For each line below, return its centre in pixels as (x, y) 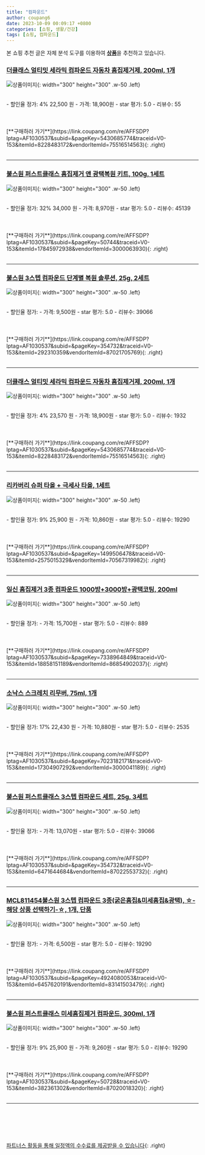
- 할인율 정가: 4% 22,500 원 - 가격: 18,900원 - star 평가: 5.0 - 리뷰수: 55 (94, 104)
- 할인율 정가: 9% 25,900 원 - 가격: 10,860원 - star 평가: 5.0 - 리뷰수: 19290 (98, 519)
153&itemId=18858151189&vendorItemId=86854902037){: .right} (87, 663)
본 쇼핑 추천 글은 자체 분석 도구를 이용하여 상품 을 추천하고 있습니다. (86, 53)
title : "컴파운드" (27, 12)
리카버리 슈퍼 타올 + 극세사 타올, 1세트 (59, 485)
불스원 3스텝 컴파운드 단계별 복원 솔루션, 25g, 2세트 (78, 278)
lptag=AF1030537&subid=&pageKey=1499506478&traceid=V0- (86, 553)
